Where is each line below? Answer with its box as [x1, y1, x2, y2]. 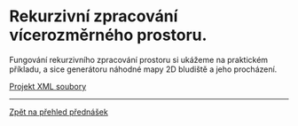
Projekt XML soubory [9, 81, 87, 91]
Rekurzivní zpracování [9, 6, 178, 27]
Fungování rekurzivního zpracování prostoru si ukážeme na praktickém [9, 54, 269, 65]
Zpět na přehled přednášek [9, 106, 108, 117]
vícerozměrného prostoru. [9, 25, 208, 45]
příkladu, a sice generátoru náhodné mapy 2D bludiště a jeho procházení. [9, 64, 278, 75]
